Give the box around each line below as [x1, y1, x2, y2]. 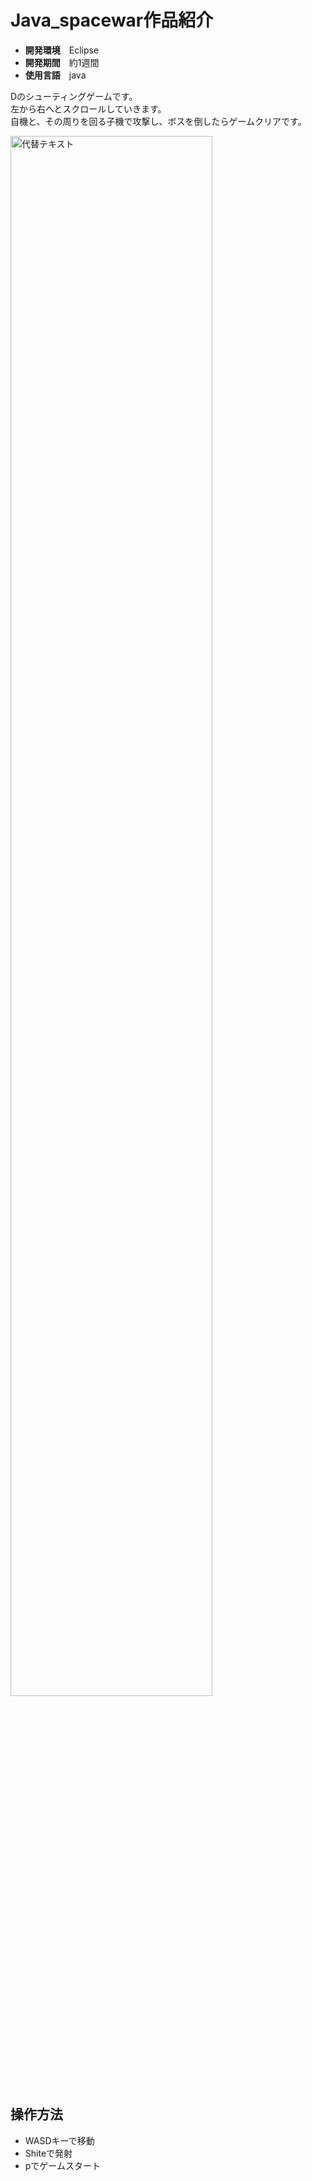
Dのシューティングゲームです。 [10, 90, 138, 102]
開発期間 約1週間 [24, 56, 100, 68]
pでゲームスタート [24, 2159, 101, 2171]
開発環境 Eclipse [24, 44, 100, 56]
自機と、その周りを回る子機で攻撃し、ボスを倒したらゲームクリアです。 [10, 115, 307, 127]
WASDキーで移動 [24, 2134, 95, 2146]
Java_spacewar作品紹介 [10, 9, 214, 32]
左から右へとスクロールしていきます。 [10, 102, 167, 115]
